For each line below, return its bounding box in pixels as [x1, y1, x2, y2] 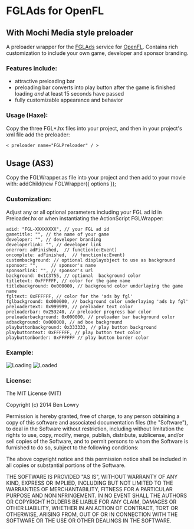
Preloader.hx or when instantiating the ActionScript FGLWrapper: [6, 214, 164, 222]
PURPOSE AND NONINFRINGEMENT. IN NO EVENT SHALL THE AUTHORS [6, 492, 188, 499]
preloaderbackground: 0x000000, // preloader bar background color [6, 314, 176, 320]
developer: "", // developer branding [6, 236, 101, 243]
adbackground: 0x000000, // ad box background [6, 319, 123, 325]
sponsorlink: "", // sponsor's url [6, 267, 94, 273]
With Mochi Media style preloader [6, 28, 134, 38]
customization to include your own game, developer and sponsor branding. [6, 50, 189, 57]
